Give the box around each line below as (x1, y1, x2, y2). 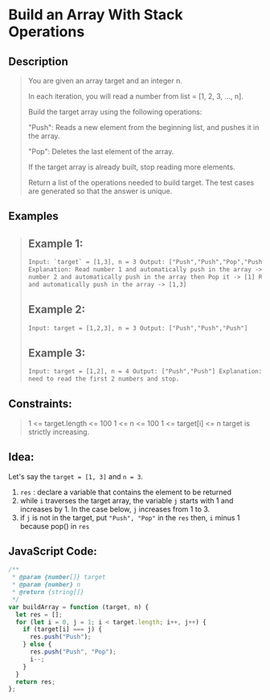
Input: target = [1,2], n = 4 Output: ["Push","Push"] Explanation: (27, 368, 263, 376)
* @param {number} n (11, 580, 81, 589)
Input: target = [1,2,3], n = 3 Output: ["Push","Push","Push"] (27, 324, 248, 332)
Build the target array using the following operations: (27, 107, 202, 116)
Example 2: (27, 303, 86, 316)
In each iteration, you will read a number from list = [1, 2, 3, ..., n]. (27, 92, 243, 101)
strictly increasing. (27, 427, 90, 437)
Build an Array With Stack (8, 6, 183, 24)
